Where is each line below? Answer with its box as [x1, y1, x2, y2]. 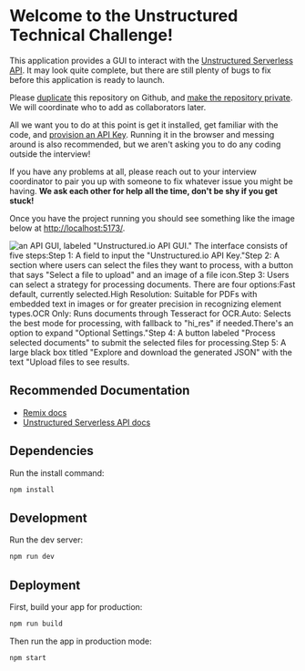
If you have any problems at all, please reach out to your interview [9, 166, 258, 177]
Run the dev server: [9, 534, 84, 545]
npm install [9, 485, 55, 494]
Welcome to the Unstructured [9, 5, 239, 26]
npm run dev [9, 552, 55, 562]
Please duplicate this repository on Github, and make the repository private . [9, 92, 293, 103]
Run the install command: [9, 467, 105, 479]
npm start [9, 653, 47, 662]
